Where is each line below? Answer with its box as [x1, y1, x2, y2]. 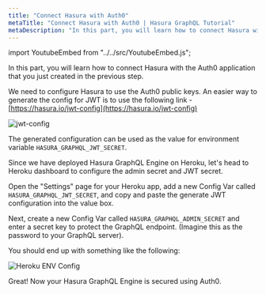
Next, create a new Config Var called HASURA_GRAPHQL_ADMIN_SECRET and [8, 214, 240, 224]
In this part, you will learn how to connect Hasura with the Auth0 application [8, 63, 256, 73]
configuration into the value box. [8, 198, 114, 208]
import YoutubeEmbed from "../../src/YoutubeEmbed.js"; [8, 48, 192, 58]
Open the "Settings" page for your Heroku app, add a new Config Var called [8, 182, 256, 191]
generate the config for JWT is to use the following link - [8, 96, 192, 105]
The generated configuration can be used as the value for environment [8, 134, 240, 144]
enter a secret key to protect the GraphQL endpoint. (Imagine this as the [8, 222, 243, 232]
